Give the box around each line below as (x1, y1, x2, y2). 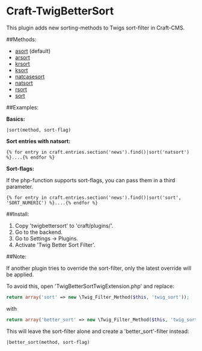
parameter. (6, 183, 34, 190)
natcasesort (14, 73, 45, 80)
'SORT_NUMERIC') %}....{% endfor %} (6, 200, 98, 206)
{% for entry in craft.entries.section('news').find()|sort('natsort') (6, 149, 189, 155)
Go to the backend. (14, 228, 63, 236)
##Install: (6, 210, 29, 218)
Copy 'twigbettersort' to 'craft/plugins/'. (14, 222, 114, 229)
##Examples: (6, 103, 39, 111)
